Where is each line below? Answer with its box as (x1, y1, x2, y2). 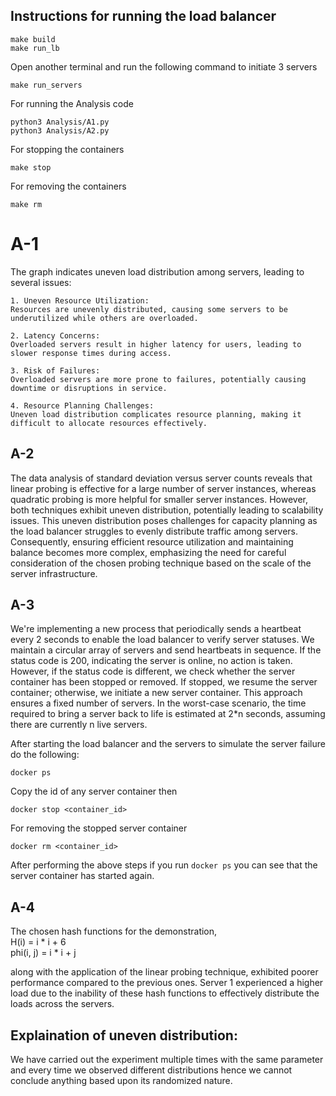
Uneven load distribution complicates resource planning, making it (10, 409, 302, 419)
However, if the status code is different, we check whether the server (10, 665, 296, 678)
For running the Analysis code (10, 97, 134, 109)
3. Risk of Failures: (10, 365, 101, 376)
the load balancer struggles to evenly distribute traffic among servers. (10, 525, 299, 537)
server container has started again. (10, 870, 155, 882)
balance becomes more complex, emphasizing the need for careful (10, 546, 287, 558)
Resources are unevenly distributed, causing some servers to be (10, 304, 288, 314)
